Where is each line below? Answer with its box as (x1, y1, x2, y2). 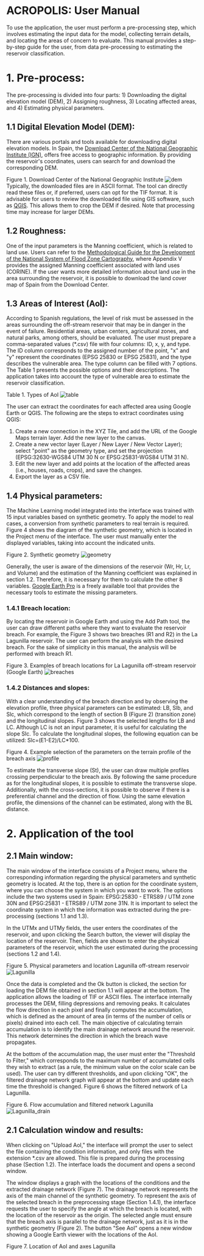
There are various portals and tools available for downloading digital (6, 138, 177, 145)
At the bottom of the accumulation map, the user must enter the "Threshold (6, 1050, 195, 1057)
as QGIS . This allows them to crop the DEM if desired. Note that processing (6, 202, 195, 209)
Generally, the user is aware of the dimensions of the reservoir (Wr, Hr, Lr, (6, 563, 191, 570)
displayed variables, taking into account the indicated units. (6, 539, 155, 547)
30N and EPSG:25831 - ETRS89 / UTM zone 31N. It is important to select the (6, 899, 198, 907)
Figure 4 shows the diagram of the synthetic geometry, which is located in (6, 527, 193, 534)
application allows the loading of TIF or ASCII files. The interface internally (6, 993, 193, 1000)
